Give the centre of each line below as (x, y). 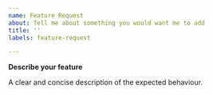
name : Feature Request (46, 15)
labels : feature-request (49, 38)
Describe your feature (45, 67)
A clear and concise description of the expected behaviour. (106, 82)
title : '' (25, 30)
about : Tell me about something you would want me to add (106, 23)
